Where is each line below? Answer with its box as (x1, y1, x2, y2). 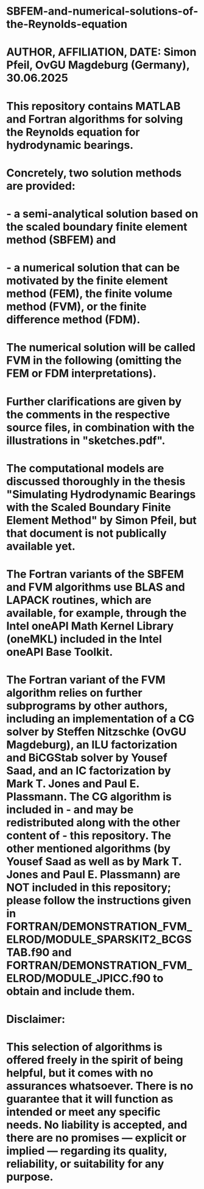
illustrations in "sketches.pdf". (6, 434, 166, 447)
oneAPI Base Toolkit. (6, 645, 113, 659)
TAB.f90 (6, 945, 50, 959)
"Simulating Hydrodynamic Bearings (6, 487, 196, 501)
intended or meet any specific (6, 1105, 161, 1119)
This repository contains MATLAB (6, 99, 181, 113)
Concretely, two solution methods (6, 166, 182, 180)
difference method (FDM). (6, 313, 141, 327)
